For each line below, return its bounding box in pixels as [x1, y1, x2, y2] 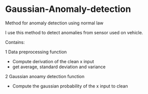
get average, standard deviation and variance [12, 64, 106, 70]
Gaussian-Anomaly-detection [5, 3, 131, 15]
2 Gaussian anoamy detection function [5, 73, 85, 79]
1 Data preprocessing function [5, 49, 67, 55]
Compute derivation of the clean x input [12, 58, 94, 64]
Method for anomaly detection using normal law [5, 20, 104, 26]
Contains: [5, 39, 25, 45]
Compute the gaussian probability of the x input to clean [12, 83, 128, 89]
